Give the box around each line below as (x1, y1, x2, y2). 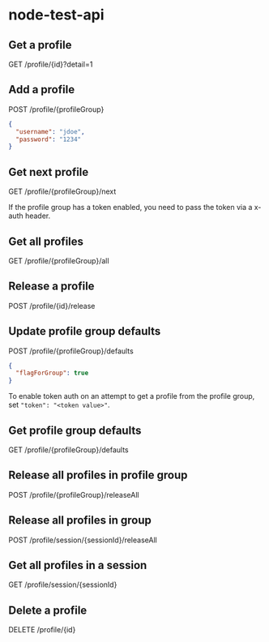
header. (24, 211, 51, 220)
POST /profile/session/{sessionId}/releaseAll (8, 535, 158, 545)
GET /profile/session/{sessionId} (8, 580, 117, 589)
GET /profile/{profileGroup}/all (8, 255, 109, 265)
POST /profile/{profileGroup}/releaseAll (8, 490, 139, 499)
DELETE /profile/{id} (8, 625, 76, 635)
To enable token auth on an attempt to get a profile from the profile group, (8, 392, 255, 401)
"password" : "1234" (15, 135, 82, 143)
